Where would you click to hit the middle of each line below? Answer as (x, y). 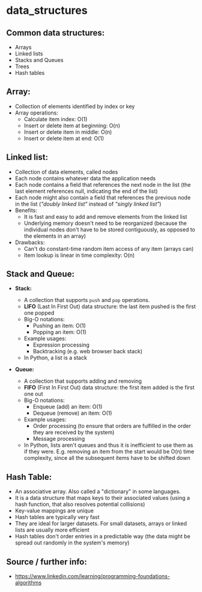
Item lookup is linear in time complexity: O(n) (79, 255)
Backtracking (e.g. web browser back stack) (88, 351)
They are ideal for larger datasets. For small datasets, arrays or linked (101, 524)
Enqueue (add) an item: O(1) (68, 407)
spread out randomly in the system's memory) (72, 543)
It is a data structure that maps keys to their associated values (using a (103, 498)
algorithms (28, 583)
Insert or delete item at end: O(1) (64, 138)
